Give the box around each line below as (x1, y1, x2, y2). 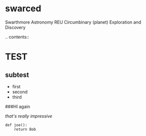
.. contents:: (5, 34, 29, 40)
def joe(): (5, 122, 28, 128)
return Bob (14, 127, 36, 132)
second (12, 89, 28, 95)
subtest (5, 71, 29, 79)
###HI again (5, 104, 30, 109)
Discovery (5, 24, 26, 30)
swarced (5, 3, 42, 14)
